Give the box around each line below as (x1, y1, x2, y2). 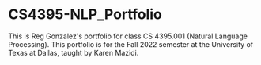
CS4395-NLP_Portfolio (8, 5, 162, 23)
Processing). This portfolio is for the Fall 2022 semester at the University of (8, 39, 254, 49)
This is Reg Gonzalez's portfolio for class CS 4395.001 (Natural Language (8, 31, 248, 41)
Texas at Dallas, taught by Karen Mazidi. (8, 48, 139, 57)
